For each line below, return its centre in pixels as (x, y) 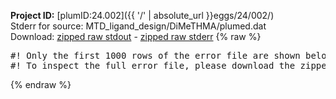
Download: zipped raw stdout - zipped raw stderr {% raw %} (136, 36)
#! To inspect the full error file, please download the (153, 65)
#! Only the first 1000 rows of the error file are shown (155, 55)
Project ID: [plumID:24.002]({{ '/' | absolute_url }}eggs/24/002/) (142, 15)
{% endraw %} (41, 84)
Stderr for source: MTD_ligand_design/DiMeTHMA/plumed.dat (138, 26)
